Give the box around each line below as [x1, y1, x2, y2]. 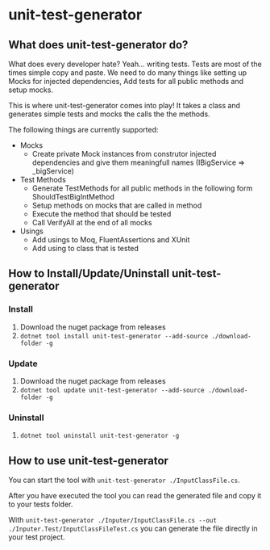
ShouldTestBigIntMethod [31, 192, 114, 201]
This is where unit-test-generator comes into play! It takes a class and [8, 101, 240, 110]
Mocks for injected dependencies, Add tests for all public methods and [8, 77, 244, 86]
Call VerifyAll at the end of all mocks [31, 218, 152, 227]
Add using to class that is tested [31, 244, 139, 253]
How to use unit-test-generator [8, 454, 169, 468]
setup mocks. [8, 85, 54, 94]
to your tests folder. [8, 499, 73, 510]
